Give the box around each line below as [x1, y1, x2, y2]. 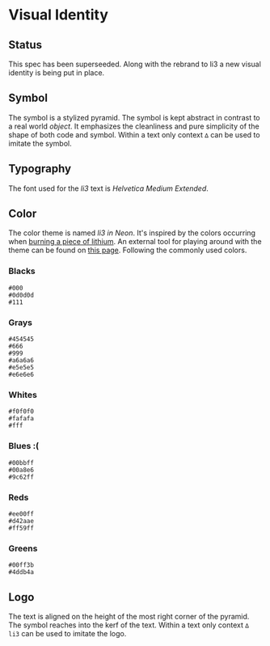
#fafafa [8, 415, 35, 423]
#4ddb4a [8, 568, 35, 576]
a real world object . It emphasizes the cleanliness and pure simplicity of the [8, 121, 260, 131]
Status [8, 38, 43, 52]
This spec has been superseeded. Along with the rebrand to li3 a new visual [8, 59, 261, 69]
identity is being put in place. [8, 68, 105, 78]
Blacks [8, 265, 36, 277]
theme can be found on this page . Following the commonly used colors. [8, 245, 247, 255]
